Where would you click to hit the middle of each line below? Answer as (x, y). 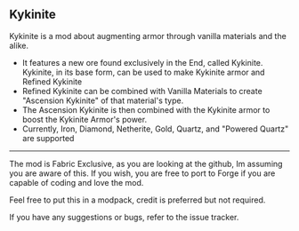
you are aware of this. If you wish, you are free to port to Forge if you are (142, 173)
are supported (48, 138)
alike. (19, 45)
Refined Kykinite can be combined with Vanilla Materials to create (142, 91)
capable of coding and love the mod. (77, 182)
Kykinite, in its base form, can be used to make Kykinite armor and (143, 72)
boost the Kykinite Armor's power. (85, 119)
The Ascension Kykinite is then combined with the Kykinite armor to (146, 109)
